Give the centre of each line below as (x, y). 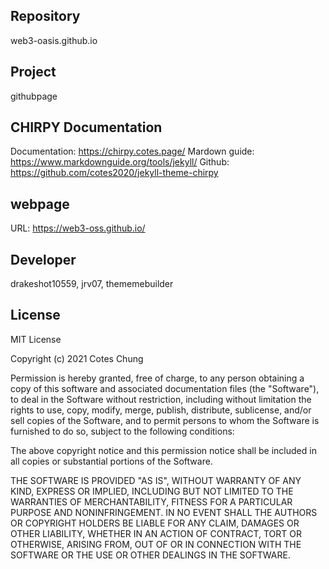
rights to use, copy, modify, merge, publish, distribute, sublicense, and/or (161, 410)
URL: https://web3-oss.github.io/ (78, 228)
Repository (45, 16)
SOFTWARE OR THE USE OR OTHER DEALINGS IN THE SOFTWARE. (150, 555)
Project (33, 72)
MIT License (36, 339)
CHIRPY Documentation (86, 127)
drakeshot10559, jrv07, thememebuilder (92, 284)
